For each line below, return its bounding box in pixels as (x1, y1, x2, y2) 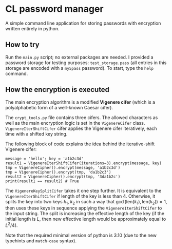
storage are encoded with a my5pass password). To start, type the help (5, 65, 154, 71)
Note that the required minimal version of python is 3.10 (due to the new (5, 232, 157, 239)
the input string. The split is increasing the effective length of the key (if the (5, 210, 165, 217)
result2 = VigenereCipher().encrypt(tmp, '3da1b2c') (5, 174, 121, 179)
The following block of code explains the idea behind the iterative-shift (5, 141, 155, 147)
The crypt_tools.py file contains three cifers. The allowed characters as (5, 114, 158, 121)
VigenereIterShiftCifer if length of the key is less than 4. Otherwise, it (5, 193, 156, 199)
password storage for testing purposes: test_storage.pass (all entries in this (5, 60, 167, 66)
